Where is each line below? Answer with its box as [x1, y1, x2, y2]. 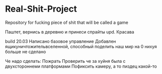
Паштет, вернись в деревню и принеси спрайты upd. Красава [5, 29, 134, 35]
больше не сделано [5, 49, 46, 55]
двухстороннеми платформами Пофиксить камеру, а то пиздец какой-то [5, 63, 157, 69]
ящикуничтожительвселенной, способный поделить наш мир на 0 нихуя [5, 43, 157, 49]
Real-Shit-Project [5, 3, 77, 15]
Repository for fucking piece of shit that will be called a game [5, 19, 128, 25]
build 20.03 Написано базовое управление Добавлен [5, 38, 116, 44]
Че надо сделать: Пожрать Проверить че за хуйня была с [5, 58, 126, 64]
